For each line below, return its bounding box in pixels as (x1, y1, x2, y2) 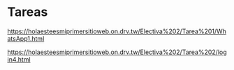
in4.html (7, 55, 31, 63)
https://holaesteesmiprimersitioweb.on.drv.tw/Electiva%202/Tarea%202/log (7, 48, 227, 56)
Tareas (7, 4, 48, 20)
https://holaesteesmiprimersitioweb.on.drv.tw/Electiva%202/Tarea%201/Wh (7, 27, 227, 35)
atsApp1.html (7, 34, 45, 42)
